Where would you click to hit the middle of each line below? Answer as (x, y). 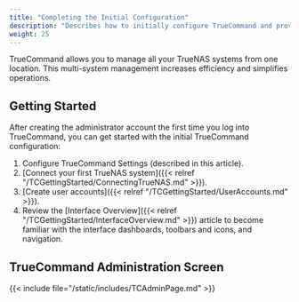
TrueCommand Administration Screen (117, 267)
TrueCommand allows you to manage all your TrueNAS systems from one (144, 60)
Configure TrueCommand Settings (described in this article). (133, 163)
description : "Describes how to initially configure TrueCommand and (141, 26)
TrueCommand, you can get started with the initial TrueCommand (129, 137)
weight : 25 (29, 34)
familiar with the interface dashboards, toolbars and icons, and (137, 230)
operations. (30, 78)
